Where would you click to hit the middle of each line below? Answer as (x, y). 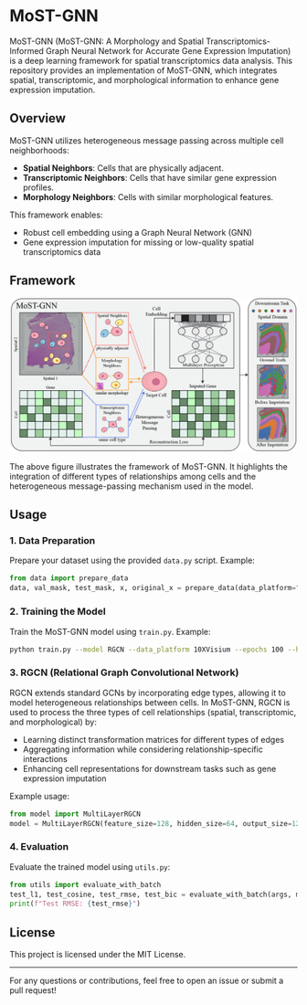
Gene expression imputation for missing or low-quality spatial (138, 242)
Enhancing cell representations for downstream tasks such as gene (149, 768)
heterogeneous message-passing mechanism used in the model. (132, 486)
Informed (26, 50)
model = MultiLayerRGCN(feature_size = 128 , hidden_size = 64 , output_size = (151, 823)
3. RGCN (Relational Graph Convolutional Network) (124, 672)
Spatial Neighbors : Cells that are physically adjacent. (123, 168)
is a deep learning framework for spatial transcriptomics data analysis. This (151, 60)
